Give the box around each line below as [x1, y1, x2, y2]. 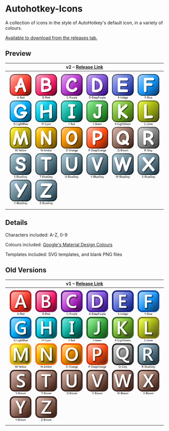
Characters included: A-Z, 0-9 [5, 232, 68, 238]
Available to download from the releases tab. [5, 35, 98, 41]
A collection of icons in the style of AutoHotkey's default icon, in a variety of [5, 20, 163, 26]
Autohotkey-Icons [5, 3, 83, 15]
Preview [5, 49, 32, 58]
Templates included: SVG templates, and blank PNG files [5, 251, 122, 257]
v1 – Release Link [65, 281, 104, 287]
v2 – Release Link [65, 64, 104, 70]
